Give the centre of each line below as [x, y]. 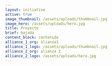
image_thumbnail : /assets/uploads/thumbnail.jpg [56, 19]
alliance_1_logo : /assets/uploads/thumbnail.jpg [56, 47]
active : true [19, 14]
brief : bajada [20, 33]
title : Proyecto [22, 28]
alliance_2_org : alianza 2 [33, 51]
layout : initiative [25, 10]
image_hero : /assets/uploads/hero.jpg [45, 24]
